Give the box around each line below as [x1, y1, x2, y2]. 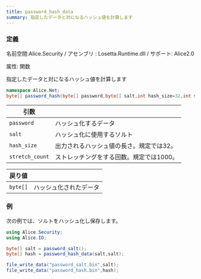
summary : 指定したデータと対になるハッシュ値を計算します [6, 14, 133, 20]
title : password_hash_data [6, 8, 74, 15]
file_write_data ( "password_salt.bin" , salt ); [6, 262, 119, 268]
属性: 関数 [6, 62, 31, 69]
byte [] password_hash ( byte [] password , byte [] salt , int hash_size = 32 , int [6, 93, 191, 99]
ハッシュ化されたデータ [33, 183, 100, 192]
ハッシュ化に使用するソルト [54, 130, 133, 138]
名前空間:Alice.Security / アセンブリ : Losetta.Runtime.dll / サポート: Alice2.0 [6, 50, 194, 57]
